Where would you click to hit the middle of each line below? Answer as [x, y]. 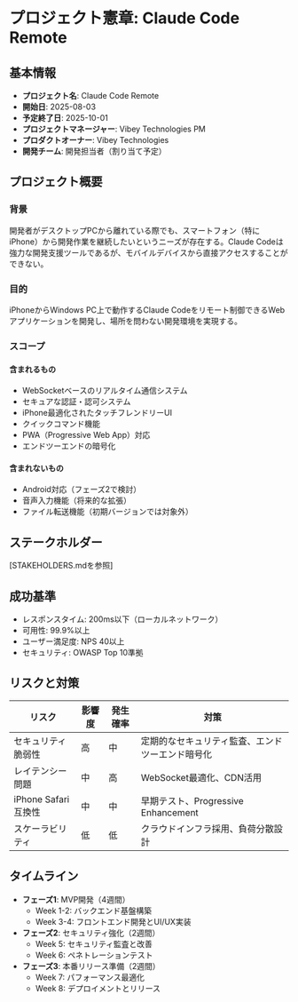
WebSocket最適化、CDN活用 [201, 777]
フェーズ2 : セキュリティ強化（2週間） [91, 933]
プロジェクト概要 [56, 182]
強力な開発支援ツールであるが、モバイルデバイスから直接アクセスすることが [149, 252]
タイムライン [44, 876]
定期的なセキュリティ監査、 [198, 741]
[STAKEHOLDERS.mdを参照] [61, 566]
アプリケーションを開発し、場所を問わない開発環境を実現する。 [125, 321]
